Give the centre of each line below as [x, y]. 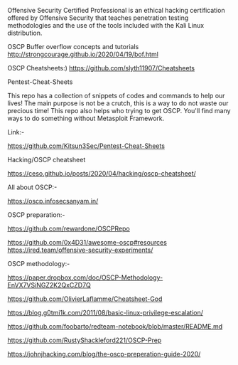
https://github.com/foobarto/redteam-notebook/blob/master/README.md [115, 326]
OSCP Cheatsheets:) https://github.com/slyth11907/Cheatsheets [101, 68]
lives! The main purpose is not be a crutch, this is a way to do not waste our [118, 103]
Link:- [16, 132]
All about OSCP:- [32, 187]
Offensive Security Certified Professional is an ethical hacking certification [116, 10]
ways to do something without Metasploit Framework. [86, 118]
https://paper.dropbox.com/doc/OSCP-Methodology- [85, 277]
